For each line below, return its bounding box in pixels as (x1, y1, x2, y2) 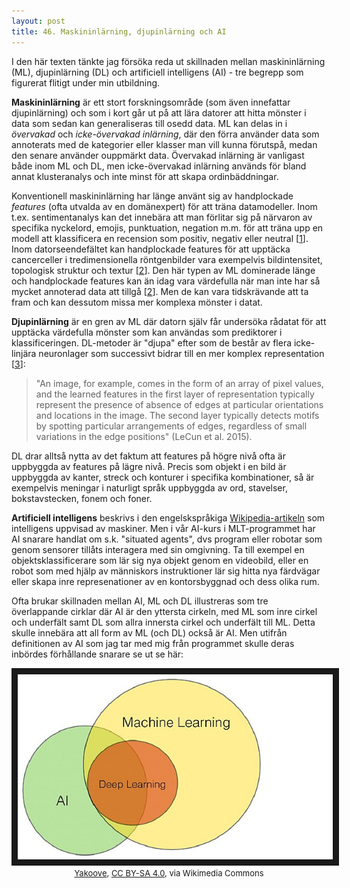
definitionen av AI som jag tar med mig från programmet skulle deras (11, 637, 295, 649)
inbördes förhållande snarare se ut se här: (11, 648, 184, 660)
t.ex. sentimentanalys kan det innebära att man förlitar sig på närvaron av (11, 211, 313, 223)
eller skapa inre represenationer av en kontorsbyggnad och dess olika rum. (11, 575, 320, 587)
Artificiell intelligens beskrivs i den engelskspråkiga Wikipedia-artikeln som (11, 511, 326, 524)
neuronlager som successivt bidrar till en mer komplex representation (38, 347, 325, 359)
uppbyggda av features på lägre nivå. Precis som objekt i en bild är (11, 460, 287, 472)
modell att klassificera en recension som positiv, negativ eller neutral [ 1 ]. (11, 232, 309, 244)
